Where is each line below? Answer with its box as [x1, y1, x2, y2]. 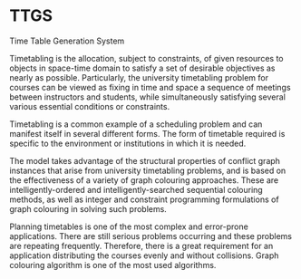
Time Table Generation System [9, 35, 125, 46]
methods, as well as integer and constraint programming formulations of [9, 194, 279, 205]
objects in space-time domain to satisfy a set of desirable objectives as [9, 63, 276, 73]
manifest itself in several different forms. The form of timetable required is [9, 128, 286, 139]
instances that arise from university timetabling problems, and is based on [9, 165, 286, 176]
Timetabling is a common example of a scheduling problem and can [9, 119, 263, 130]
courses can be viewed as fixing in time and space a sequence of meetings [9, 82, 292, 92]
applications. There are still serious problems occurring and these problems [9, 230, 293, 241]
